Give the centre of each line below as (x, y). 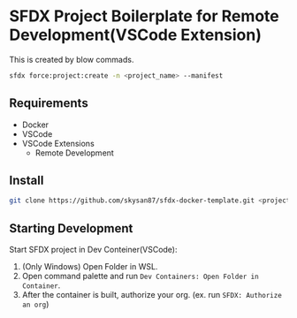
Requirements (49, 103)
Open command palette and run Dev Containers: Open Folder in (140, 276)
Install (27, 181)
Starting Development (71, 228)
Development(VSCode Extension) (136, 35)
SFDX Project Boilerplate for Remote (145, 16)
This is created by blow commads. (72, 59)
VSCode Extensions (58, 143)
